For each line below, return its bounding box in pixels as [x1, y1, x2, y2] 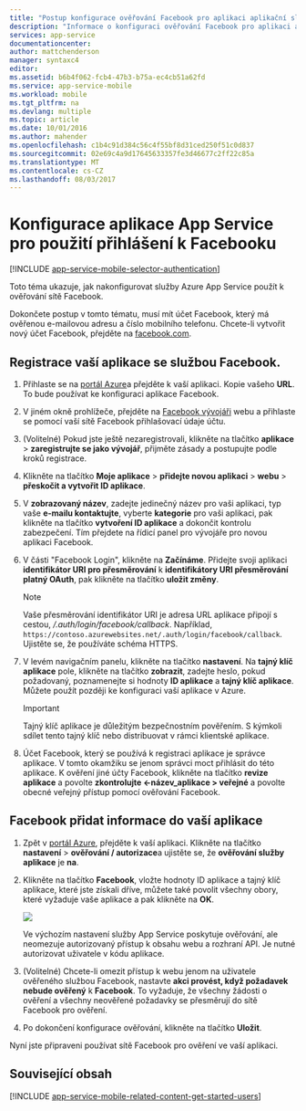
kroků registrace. [22, 453, 87, 464]
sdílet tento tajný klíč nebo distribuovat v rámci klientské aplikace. [22, 730, 270, 740]
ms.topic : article [9, 115, 79, 124]
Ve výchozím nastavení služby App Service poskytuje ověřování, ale [22, 928, 279, 939]
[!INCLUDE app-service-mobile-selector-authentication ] [9, 264, 220, 275]
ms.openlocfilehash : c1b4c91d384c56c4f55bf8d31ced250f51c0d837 [9, 141, 255, 150]
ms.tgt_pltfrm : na [9, 98, 79, 108]
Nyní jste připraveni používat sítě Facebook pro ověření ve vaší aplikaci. [9, 1040, 279, 1051]
